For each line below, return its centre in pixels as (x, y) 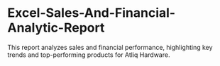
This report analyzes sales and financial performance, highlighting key (110, 47)
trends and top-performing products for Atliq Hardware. (89, 55)
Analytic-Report (56, 28)
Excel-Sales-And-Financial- (92, 13)
